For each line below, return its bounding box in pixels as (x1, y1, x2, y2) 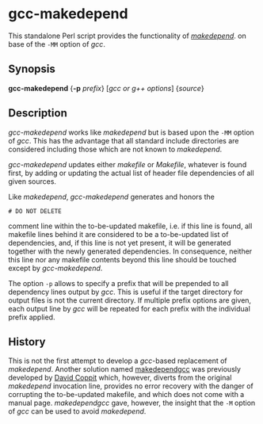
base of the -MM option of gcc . (8, 39, 105, 48)
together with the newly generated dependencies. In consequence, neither (8, 246, 253, 256)
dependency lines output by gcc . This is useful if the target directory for (8, 287, 243, 296)
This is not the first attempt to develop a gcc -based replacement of (8, 356, 227, 365)
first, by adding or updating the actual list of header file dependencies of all (8, 168, 255, 178)
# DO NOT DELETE (8, 207, 62, 215)
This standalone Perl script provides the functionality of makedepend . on (8, 31, 247, 40)
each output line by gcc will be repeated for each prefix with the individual (8, 304, 251, 313)
